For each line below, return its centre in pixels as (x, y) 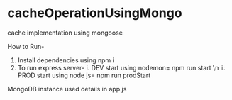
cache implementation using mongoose (65, 33)
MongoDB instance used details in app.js (67, 89)
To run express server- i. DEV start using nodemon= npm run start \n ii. (121, 67)
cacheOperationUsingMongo (95, 13)
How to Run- (26, 46)
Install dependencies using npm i (66, 60)
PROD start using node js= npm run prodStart (84, 75)
